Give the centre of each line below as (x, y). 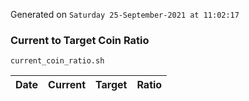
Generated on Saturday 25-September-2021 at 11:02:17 (125, 14)
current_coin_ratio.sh (57, 61)
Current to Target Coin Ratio (80, 40)
